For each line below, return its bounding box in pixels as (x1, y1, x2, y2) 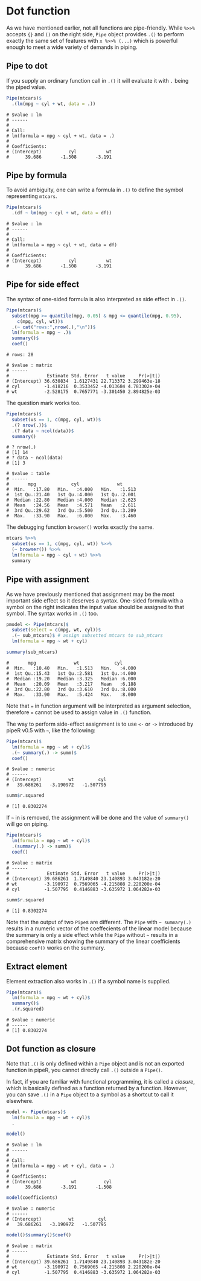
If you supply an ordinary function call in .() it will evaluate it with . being (6, 77, 189, 84)
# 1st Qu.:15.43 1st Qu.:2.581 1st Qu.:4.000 (6, 670, 136, 677)
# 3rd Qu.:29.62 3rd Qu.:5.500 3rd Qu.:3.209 (6, 508, 136, 514)
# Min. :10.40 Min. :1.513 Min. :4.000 (6, 665, 136, 671)
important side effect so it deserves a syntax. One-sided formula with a (6, 596, 183, 604)
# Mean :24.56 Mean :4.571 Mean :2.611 (6, 502, 136, 508)
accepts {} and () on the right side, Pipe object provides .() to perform (6, 30, 184, 37)
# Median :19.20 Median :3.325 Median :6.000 (6, 676, 136, 682)
